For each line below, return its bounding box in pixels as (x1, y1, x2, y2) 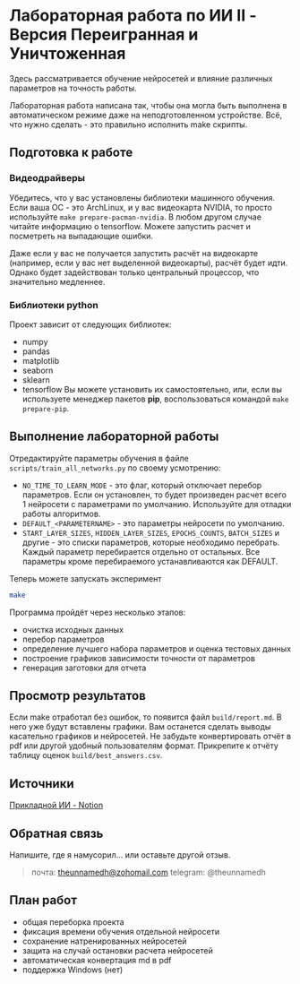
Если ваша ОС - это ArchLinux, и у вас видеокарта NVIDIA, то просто (9, 202, 273, 212)
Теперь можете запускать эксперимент (9, 573, 162, 583)
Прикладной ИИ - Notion (9, 799, 104, 811)
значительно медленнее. (9, 276, 106, 287)
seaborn (21, 365, 54, 375)
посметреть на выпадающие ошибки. (9, 230, 154, 241)
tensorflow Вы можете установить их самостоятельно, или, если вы (21, 384, 282, 394)
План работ (9, 893, 78, 908)
